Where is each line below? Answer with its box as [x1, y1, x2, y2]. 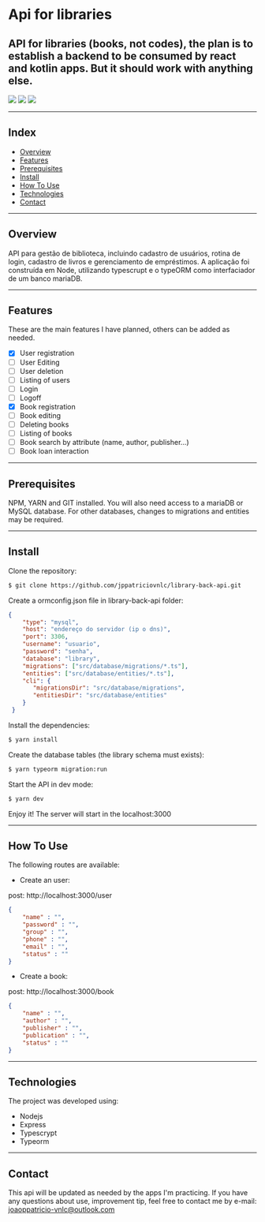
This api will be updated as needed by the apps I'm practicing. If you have [8, 1188, 248, 1198]
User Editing [19, 357, 61, 367]
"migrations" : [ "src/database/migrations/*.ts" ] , [22, 662, 189, 670]
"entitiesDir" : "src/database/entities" [32, 692, 168, 700]
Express [19, 1120, 47, 1130]
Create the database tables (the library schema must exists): [8, 749, 205, 759]
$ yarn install [8, 735, 58, 743]
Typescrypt [19, 1128, 58, 1138]
